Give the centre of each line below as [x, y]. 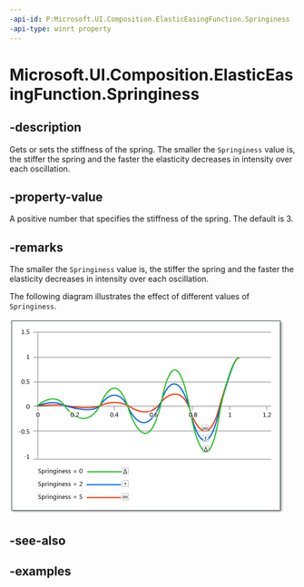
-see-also [38, 540]
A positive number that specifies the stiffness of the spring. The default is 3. [152, 219]
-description [45, 127]
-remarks [36, 247]
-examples [40, 571]
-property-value [56, 196]
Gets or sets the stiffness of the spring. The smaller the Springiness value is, [152, 149]
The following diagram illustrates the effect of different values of [130, 297]
